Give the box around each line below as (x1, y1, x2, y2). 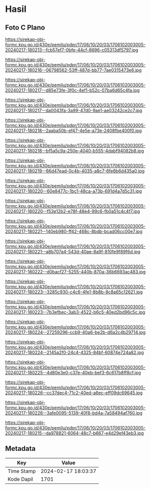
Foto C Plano (5, 23, 45, 32)
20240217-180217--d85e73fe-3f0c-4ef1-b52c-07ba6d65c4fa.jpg (5, 87, 140, 93)
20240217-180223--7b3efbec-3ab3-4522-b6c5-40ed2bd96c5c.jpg (5, 309, 146, 315)
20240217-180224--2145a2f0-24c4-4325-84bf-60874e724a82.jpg (5, 349, 144, 355)
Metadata (5, 444, 36, 453)
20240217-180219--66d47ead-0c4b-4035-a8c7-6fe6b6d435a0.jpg (5, 168, 145, 174)
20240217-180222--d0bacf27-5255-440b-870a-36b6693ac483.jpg (5, 269, 146, 275)
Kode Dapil (7, 476, 33, 483)
